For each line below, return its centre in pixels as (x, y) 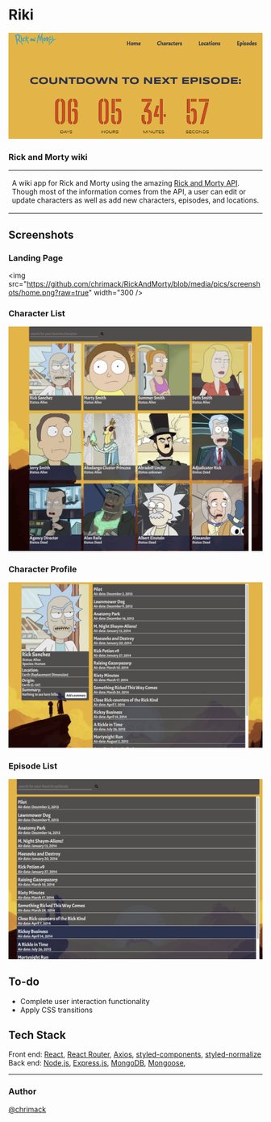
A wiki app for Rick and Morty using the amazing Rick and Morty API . (126, 182)
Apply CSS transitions (56, 1010)
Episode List (33, 766)
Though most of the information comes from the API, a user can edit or (129, 191)
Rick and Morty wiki (48, 157)
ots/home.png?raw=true (48, 292)
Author (23, 1091)
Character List (37, 313)
